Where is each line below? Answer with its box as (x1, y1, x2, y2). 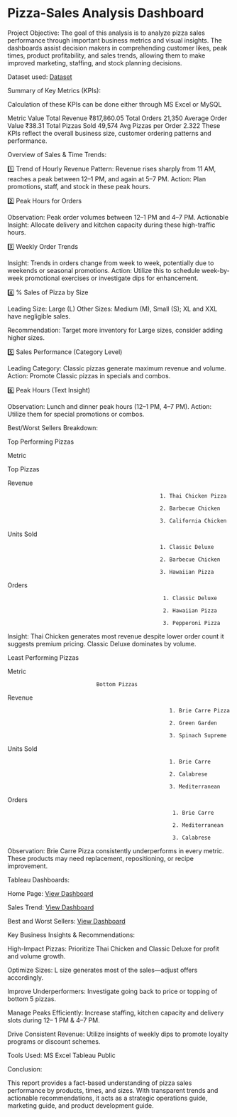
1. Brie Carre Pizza (169, 707, 231, 714)
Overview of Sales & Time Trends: (7, 150, 107, 159)
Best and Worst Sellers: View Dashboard (7, 916, 126, 925)
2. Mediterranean (172, 821, 224, 829)
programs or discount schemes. (7, 1037, 101, 1046)
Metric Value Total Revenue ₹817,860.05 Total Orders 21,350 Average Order (7, 114, 228, 122)
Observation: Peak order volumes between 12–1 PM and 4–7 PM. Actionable (7, 213, 229, 221)
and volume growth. (7, 951, 66, 961)
